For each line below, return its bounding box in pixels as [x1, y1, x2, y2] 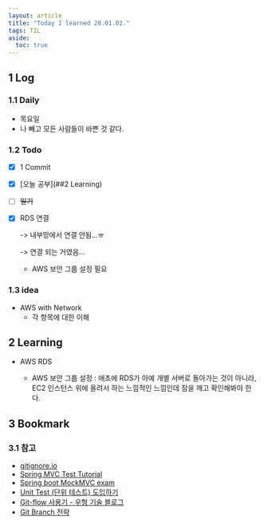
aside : [8, 33, 30, 42]
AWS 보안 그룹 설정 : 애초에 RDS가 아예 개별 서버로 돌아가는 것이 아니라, [31, 373, 257, 383]
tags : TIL [8, 26, 41, 34]
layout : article [8, 11, 62, 20]
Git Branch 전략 [19, 507, 70, 517]
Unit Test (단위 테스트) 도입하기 [19, 487, 119, 497]
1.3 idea [8, 285, 39, 296]
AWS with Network [19, 302, 82, 312]
